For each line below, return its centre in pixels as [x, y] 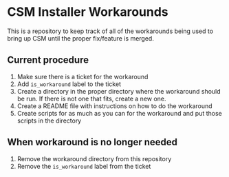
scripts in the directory [49, 121]
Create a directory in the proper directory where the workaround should [119, 91]
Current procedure [48, 60]
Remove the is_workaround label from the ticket [84, 166]
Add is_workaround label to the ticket [69, 84]
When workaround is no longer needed [92, 142]
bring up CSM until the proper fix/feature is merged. [81, 38]
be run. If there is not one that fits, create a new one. [91, 98]
